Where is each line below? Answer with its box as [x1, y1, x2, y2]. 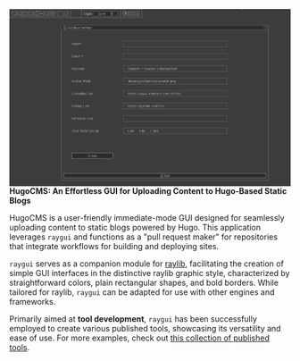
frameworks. [9, 296, 56, 306]
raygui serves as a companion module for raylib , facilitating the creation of [9, 258, 284, 269]
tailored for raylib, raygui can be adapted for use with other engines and [9, 286, 275, 298]
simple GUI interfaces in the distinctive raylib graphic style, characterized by [9, 267, 290, 278]
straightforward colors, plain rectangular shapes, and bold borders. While [9, 277, 279, 288]
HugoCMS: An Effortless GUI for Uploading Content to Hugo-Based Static [9, 185, 287, 196]
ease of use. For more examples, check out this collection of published [9, 332, 271, 343]
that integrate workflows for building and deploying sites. [9, 240, 220, 251]
